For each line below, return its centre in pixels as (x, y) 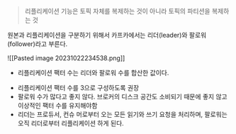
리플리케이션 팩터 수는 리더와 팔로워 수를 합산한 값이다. (93, 73)
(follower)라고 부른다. (38, 44)
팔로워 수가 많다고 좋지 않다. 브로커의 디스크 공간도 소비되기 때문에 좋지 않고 (123, 96)
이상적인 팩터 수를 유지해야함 (57, 105)
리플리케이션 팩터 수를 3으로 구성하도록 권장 (78, 88)
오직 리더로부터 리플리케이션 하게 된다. (71, 123)
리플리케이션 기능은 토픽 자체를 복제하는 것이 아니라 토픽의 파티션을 (117, 11)
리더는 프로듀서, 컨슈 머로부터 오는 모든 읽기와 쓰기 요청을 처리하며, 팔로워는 (123, 114)
